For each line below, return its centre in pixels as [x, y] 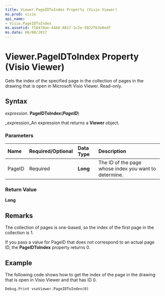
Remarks [19, 216]
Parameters [19, 135]
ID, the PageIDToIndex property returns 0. [48, 247]
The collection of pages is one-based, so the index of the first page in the [80, 228]
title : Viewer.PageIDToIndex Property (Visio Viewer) [61, 10]
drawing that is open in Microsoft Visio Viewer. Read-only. [64, 86]
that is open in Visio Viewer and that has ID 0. [51, 280]
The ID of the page [120, 162]
